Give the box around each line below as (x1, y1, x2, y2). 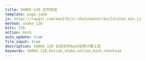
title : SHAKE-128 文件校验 (5, 7, 57, 12)
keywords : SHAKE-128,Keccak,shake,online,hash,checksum (5, 48, 122, 53)
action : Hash (5, 30, 32, 35)
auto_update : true (5, 35, 43, 40)
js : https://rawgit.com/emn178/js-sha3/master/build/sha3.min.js (5, 16, 141, 21)
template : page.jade (5, 12, 48, 17)
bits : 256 (5, 26, 25, 30)
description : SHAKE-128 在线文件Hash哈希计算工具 (5, 44, 101, 49)
